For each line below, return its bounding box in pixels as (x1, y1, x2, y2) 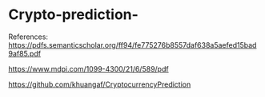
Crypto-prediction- (8, 6, 139, 24)
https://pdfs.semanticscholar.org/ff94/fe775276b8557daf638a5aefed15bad (8, 40, 257, 49)
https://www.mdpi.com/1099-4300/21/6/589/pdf (8, 64, 170, 73)
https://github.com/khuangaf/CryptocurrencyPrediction (8, 80, 191, 89)
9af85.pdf (8, 48, 42, 58)
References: (8, 32, 48, 41)
